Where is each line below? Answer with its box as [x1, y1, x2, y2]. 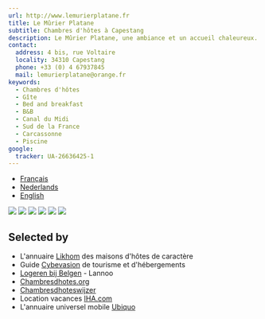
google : [8, 145, 34, 153]
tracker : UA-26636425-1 [15, 152, 94, 160]
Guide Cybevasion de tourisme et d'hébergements [19, 260, 185, 270]
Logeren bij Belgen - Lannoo [19, 268, 114, 278]
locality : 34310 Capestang [15, 56, 105, 64]
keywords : [8, 78, 41, 86]
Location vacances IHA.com [19, 294, 113, 303]
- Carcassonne [15, 130, 62, 138]
